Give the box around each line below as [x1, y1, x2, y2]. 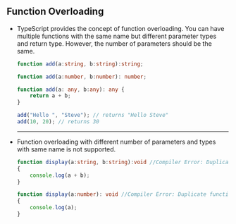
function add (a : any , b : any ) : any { [16, 86, 125, 93]
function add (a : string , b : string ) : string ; [16, 60, 144, 68]
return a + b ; [30, 92, 71, 99]
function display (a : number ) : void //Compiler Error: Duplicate [16, 191, 207, 198]
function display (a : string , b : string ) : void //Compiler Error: [16, 158, 204, 166]
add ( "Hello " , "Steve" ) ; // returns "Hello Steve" [16, 112, 169, 119]
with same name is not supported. [16, 144, 116, 154]
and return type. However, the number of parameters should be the [16, 39, 212, 48]
